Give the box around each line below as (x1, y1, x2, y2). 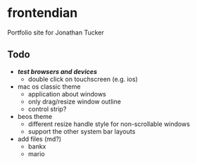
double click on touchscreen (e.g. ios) (27, 75, 139, 83)
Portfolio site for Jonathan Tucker (7, 28, 104, 37)
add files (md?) (17, 134, 62, 143)
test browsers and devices (17, 67, 97, 75)
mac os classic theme (17, 82, 81, 91)
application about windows (27, 89, 107, 98)
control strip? (27, 104, 67, 113)
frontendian (7, 5, 78, 21)
